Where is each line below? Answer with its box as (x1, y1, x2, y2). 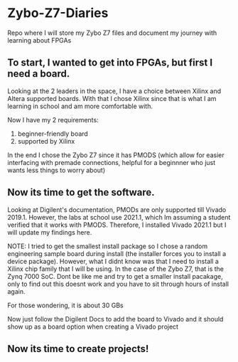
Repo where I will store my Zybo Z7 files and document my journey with (7, 28, 217, 37)
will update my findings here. (7, 228, 92, 236)
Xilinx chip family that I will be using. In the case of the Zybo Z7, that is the (7, 265, 225, 273)
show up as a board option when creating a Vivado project (7, 322, 179, 331)
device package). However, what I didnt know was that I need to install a (7, 257, 219, 265)
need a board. (7, 68, 70, 80)
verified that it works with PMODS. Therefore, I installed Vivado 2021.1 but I (7, 220, 227, 229)
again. (7, 287, 26, 296)
